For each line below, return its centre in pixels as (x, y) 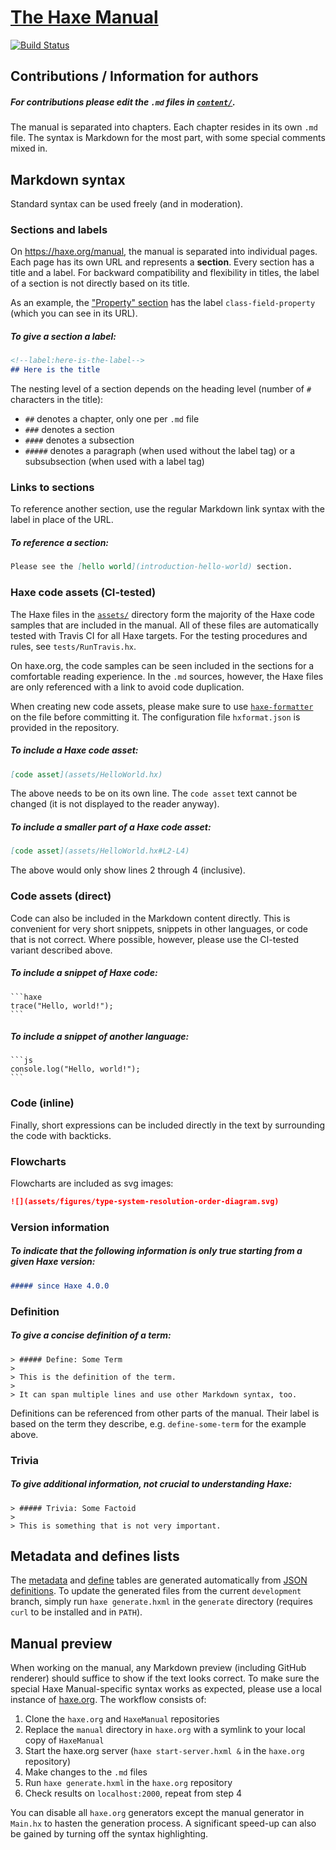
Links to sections (52, 488)
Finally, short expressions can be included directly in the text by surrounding (168, 1125)
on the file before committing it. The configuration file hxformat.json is (155, 717)
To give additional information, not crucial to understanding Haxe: (151, 1484)
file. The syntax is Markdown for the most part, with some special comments (168, 138)
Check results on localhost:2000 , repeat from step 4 (133, 1793)
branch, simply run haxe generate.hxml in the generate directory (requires (161, 1602)
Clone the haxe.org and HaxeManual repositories (122, 1719)
